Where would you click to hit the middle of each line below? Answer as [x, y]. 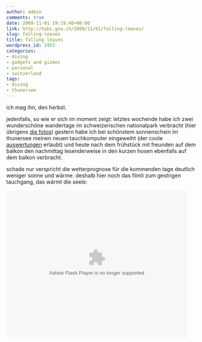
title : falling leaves [35, 40]
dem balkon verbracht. [34, 157]
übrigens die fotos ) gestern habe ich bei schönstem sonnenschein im [92, 132]
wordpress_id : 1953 [31, 46]
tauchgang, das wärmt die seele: [47, 182]
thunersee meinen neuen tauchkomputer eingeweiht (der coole [84, 138]
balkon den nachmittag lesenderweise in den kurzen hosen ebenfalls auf [96, 151]
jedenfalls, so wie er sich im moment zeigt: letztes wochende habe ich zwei [100, 119]
